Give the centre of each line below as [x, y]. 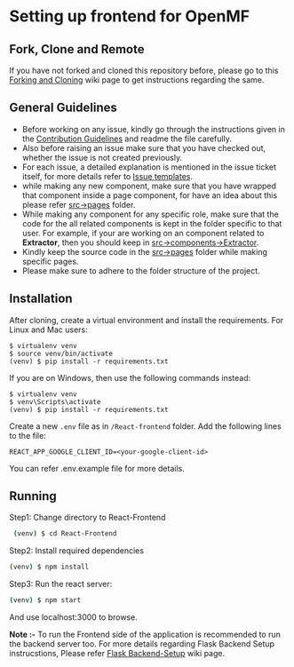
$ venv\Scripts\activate [55, 401]
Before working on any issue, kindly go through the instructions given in [154, 129]
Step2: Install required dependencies [77, 551]
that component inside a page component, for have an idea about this [150, 195]
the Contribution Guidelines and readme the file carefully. [127, 139]
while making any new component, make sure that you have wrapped [149, 186]
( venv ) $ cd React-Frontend [65, 534]
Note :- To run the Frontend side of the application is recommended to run [145, 635]
